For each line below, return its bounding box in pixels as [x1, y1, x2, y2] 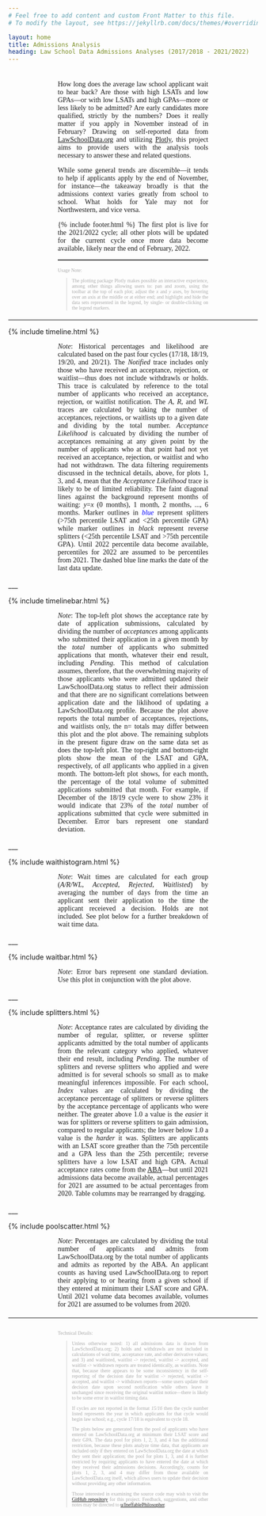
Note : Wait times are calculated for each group [58, 872, 208, 881]
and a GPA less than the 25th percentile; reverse [58, 1149, 208, 1158]
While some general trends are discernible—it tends [58, 166, 208, 175]
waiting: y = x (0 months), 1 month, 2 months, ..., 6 [58, 500, 208, 509]
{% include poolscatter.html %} [8, 1221, 111, 1231]
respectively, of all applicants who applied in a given [58, 762, 208, 770]
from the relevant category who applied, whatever [58, 1047, 208, 1055]
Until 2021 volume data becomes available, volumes [58, 1292, 208, 1301]
